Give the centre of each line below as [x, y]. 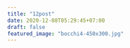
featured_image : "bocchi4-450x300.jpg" [66, 34]
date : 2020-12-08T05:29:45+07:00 [56, 20]
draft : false [26, 27]
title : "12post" [31, 14]
